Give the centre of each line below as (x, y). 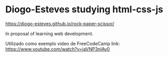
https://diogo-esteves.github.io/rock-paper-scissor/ (60, 24)
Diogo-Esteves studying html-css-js (84, 9)
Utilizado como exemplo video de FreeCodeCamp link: (63, 43)
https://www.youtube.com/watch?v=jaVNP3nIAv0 (58, 49)
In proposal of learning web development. (49, 33)
